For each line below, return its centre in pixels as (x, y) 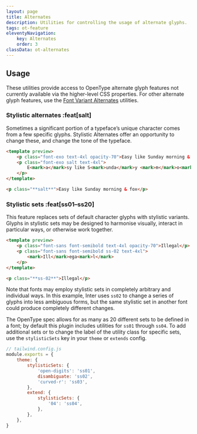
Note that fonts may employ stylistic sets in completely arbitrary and (89, 290)
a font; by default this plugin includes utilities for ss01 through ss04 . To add (96, 326)
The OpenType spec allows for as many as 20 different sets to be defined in (98, 319)
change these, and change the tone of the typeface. (69, 140)
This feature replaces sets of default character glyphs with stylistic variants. (98, 217)
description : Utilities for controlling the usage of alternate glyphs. (97, 22)
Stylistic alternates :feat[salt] (49, 115)
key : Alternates (37, 39)
